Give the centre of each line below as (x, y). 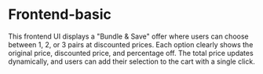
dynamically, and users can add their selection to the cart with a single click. (131, 61)
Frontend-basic (60, 15)
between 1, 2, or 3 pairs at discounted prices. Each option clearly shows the (131, 44)
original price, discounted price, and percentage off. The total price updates (131, 53)
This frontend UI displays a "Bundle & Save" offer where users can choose (128, 36)
